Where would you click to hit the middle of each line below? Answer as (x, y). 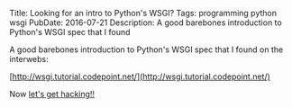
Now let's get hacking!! (52, 94)
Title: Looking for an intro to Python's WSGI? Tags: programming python (143, 13)
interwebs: (29, 59)
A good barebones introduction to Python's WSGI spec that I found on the (146, 49)
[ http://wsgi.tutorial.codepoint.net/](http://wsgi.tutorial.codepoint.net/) (140, 76)
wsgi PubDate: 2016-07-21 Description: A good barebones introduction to (146, 22)
